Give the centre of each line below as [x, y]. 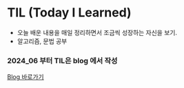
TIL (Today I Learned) [70, 13]
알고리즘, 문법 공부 [42, 41]
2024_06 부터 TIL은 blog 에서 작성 [62, 60]
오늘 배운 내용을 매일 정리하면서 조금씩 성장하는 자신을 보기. [97, 32]
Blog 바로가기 [25, 77]
